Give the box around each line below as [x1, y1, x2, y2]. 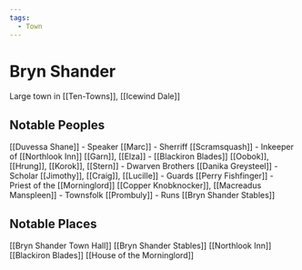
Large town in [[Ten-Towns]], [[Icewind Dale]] [9, 91, 180, 102]
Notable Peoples [9, 117, 106, 133]
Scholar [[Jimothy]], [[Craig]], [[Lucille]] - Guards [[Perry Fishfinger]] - [9, 170, 275, 182]
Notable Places [9, 215, 97, 232]
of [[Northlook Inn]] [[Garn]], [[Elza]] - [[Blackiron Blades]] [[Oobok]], [9, 151, 270, 162]
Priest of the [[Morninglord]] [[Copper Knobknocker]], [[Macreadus [9, 180, 262, 191]
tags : [9, 13, 30, 23]
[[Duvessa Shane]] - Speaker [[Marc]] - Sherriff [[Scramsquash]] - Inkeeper [9, 142, 294, 153]
